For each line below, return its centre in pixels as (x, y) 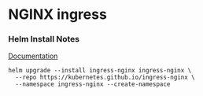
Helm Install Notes (44, 39)
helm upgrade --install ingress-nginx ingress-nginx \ (100, 71)
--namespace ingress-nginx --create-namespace (93, 84)
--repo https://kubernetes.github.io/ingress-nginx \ (105, 78)
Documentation (33, 56)
